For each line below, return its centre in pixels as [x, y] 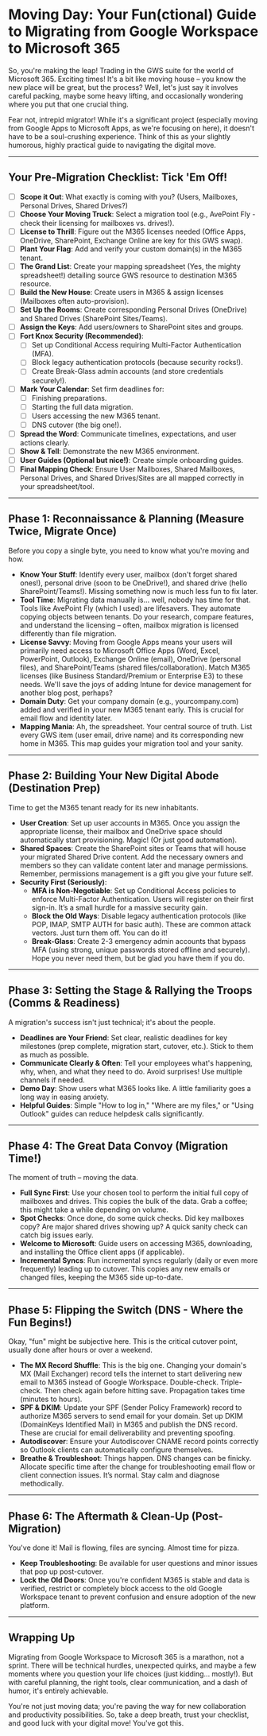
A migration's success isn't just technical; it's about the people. [112, 1022]
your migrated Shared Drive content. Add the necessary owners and [132, 856]
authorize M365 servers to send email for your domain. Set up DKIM [132, 1416]
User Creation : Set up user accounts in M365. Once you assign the [130, 823]
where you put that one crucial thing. [68, 104]
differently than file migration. [68, 633]
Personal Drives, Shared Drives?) [74, 205]
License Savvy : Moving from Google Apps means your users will [126, 642]
